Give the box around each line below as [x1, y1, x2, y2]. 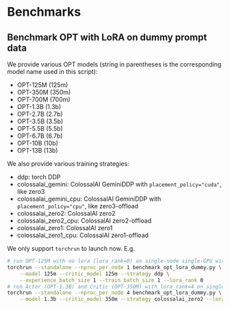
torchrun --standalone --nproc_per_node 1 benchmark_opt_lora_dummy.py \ [7, 264, 222, 271]
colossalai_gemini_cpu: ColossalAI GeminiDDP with [16, 195, 162, 203]
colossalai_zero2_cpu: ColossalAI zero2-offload [16, 217, 152, 225]
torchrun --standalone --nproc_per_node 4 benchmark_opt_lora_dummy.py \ [7, 289, 222, 297]
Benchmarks [7, 4, 81, 20]
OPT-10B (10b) [16, 139, 58, 147]
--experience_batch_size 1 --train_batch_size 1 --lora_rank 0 [19, 277, 204, 284]
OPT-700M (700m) [16, 95, 71, 103]
